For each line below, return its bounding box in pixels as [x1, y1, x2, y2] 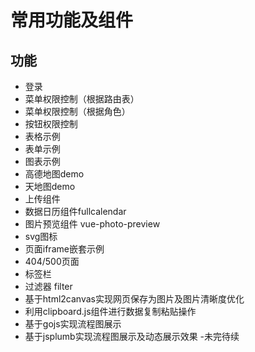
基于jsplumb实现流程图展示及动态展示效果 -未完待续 [24, 331, 240, 342]
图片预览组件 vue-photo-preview [24, 218, 161, 230]
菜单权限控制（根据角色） [24, 106, 131, 117]
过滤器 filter [24, 281, 73, 292]
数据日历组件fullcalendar [24, 206, 127, 217]
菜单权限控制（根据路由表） [24, 93, 140, 105]
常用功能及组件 [10, 9, 134, 32]
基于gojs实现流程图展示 [24, 318, 122, 330]
